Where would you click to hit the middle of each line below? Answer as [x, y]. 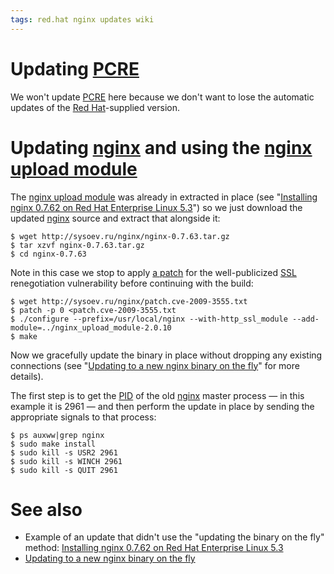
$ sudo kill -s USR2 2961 [64, 452]
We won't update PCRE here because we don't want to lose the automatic [162, 97]
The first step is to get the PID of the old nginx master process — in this [157, 395]
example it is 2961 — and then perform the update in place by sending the [162, 406]
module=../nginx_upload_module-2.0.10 [91, 327]
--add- [306, 319]
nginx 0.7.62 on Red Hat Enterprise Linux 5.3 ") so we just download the [156, 207]
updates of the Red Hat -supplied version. [95, 107]
